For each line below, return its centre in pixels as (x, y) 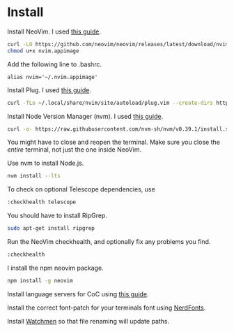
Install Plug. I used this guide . (49, 90)
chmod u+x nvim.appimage (43, 51)
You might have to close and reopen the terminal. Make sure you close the (114, 142)
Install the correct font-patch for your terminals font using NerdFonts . (107, 308)
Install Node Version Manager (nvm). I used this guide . (85, 116)
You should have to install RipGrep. (57, 216)
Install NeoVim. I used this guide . (54, 31)
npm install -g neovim (40, 280)
